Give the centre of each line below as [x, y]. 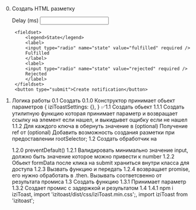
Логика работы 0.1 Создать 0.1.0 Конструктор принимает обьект [93, 101]
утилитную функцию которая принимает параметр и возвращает [95, 113]
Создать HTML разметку [43, 9]
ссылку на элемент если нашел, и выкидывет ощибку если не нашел [100, 120]
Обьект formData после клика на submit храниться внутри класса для [101, 163]
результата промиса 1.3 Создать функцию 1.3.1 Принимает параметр [99, 182]
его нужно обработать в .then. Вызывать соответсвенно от [87, 175]
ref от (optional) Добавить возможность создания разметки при [93, 132]
